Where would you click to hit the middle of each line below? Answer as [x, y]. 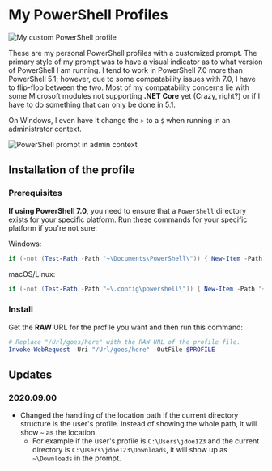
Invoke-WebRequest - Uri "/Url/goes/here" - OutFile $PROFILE [112, 350]
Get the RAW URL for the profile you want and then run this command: [126, 327]
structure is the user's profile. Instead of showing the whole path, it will [138, 424]
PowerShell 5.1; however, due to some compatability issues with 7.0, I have [132, 78]
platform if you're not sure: [53, 227]
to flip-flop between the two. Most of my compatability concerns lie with [129, 87]
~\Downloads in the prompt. [76, 458]
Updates [30, 374]
